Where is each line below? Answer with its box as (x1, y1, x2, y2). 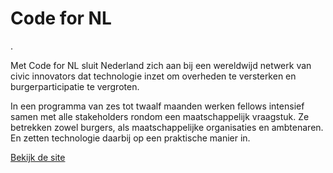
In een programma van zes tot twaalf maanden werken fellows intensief (10, 100, 305, 112)
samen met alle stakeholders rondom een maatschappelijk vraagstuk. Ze (10, 110, 310, 122)
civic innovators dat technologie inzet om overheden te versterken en (10, 70, 297, 82)
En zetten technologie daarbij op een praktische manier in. (10, 132, 251, 144)
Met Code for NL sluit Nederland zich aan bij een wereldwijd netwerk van (10, 59, 312, 71)
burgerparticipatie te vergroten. (10, 80, 140, 92)
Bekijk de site (10, 151, 66, 163)
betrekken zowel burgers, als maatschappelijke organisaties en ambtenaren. (10, 121, 324, 133)
